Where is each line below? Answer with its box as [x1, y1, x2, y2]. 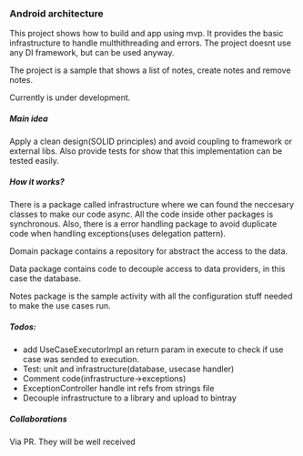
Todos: [9, 321, 36, 332]
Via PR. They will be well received [9, 436, 136, 448]
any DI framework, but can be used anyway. [9, 47, 175, 58]
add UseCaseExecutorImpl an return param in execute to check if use [22, 344, 284, 355]
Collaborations [9, 413, 68, 424]
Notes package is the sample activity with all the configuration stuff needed [9, 290, 293, 302]
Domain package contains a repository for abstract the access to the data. [9, 246, 288, 257]
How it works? [9, 176, 66, 187]
